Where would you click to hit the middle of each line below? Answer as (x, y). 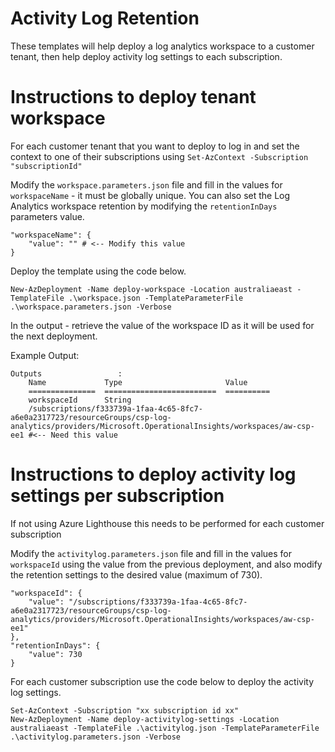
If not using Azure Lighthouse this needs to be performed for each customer (167, 523)
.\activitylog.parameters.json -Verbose (96, 737)
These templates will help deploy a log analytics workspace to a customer (162, 46)
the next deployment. (54, 336)
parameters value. (47, 216)
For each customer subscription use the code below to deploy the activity (162, 681)
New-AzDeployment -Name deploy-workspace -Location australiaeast (151, 289)
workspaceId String (80, 400)
